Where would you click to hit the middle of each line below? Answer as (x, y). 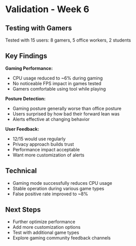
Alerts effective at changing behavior (51, 119)
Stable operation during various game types (58, 188)
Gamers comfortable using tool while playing (59, 89)
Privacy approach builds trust (43, 144)
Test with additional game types (46, 233)
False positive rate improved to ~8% (50, 194)
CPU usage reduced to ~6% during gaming (58, 78)
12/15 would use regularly (39, 139)
